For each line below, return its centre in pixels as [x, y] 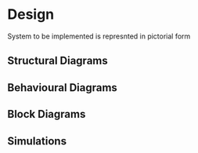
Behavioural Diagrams [63, 87]
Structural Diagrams [58, 61]
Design [31, 15]
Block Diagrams [47, 114]
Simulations [37, 141]
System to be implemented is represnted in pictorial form [99, 36]
